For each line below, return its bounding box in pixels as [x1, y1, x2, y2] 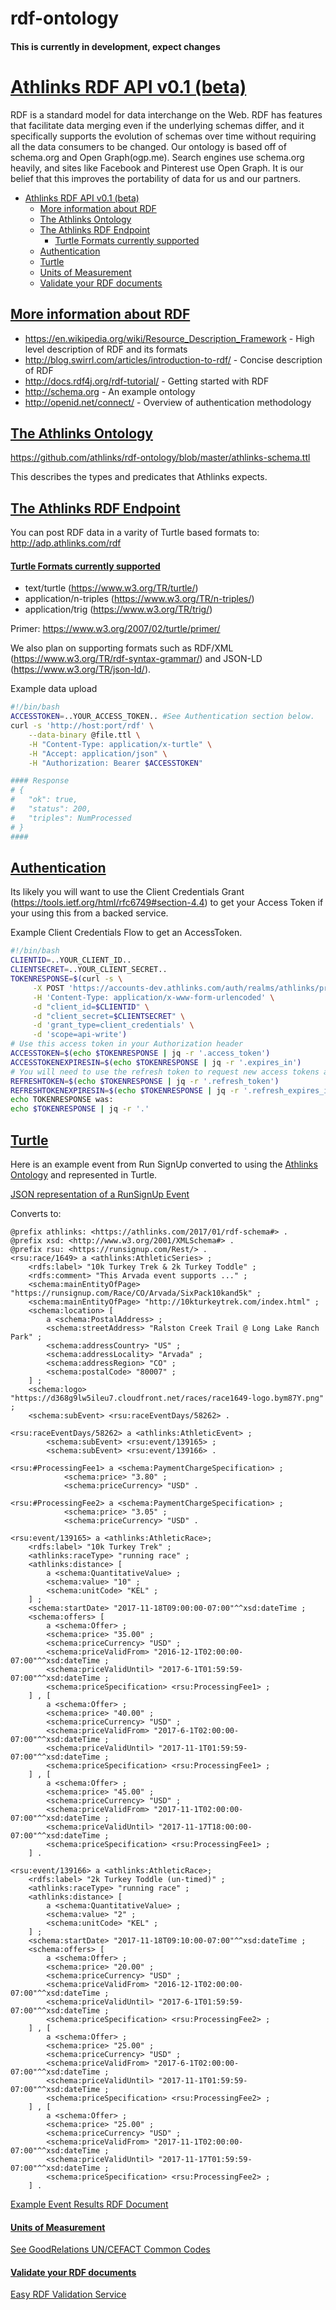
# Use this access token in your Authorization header [10, 1039, 244, 1049]
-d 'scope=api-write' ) [32, 1030, 128, 1040]
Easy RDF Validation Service [10, 2288, 127, 2301]
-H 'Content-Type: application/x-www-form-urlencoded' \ [32, 992, 275, 1002]
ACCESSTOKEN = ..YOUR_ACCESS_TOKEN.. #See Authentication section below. [10, 712, 315, 722]
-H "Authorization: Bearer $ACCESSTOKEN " [28, 758, 203, 768]
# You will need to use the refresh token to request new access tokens [10, 1067, 320, 1077]
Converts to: [10, 1207, 62, 1219]
